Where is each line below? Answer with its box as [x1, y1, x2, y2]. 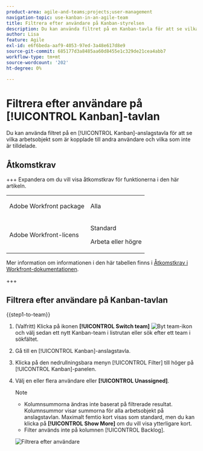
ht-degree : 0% [6, 65, 42, 71]
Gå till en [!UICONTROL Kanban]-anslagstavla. [14, 347, 131, 354]
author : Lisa [6, 31, 39, 38]
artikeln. [6, 182, 27, 189]
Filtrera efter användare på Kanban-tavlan [6, 295, 168, 305]
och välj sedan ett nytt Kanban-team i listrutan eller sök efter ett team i [14, 329, 191, 336]
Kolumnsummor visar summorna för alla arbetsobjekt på [24, 407, 164, 414]
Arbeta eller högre [90, 237, 142, 246]
